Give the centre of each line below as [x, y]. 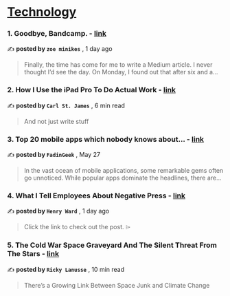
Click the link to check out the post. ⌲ [77, 227]
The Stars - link [33, 254]
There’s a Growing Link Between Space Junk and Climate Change [117, 285]
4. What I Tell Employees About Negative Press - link [96, 195]
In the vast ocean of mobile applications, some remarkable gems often [124, 171]
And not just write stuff [56, 121]
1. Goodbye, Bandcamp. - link [57, 34]
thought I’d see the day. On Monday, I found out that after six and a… [121, 72]
